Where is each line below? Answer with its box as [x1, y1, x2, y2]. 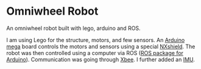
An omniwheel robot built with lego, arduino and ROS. [6, 24, 141, 32]
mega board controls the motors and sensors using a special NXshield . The [6, 43, 196, 50]
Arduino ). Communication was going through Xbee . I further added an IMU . [6, 56, 195, 63]
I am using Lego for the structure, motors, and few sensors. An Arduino [6, 36, 185, 43]
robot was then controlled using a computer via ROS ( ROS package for [6, 49, 184, 56]
